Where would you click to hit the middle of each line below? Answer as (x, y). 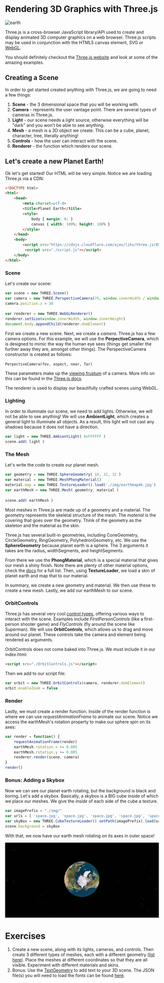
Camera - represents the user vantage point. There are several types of (84, 109)
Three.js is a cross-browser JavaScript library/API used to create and (74, 32)
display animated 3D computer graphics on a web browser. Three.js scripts (81, 37)
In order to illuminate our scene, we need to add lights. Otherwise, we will (79, 411)
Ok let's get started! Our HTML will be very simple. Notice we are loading (79, 173)
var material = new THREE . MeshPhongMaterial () (53, 480)
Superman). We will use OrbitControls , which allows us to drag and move (79, 629)
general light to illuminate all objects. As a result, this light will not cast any (80, 422)
